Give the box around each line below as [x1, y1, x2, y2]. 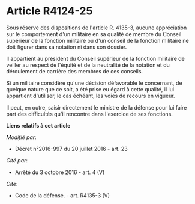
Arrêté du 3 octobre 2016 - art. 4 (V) [14, 168, 105, 176]
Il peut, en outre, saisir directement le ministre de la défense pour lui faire [6, 104, 187, 111]
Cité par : [6, 156, 28, 164]
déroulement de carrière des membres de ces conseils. [6, 67, 143, 75]
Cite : [6, 180, 18, 187]
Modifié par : [6, 134, 37, 141]
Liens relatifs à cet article [6, 122, 71, 129]
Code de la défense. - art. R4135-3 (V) [14, 191, 110, 199]
